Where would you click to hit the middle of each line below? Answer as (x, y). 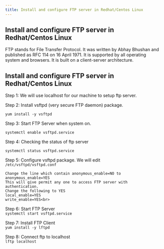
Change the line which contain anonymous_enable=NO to (63, 174)
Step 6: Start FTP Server (30, 209)
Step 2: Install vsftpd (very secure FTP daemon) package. (64, 105)
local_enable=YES (23, 195)
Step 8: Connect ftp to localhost (38, 237)
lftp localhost (21, 242)
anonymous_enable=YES (28, 178)
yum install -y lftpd (28, 228)
